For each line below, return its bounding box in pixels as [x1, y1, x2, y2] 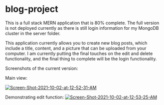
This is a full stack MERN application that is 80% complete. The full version [5, 20, 160, 26]
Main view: [5, 75, 27, 81]
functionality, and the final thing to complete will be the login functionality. [5, 55, 157, 61]
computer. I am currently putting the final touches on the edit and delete [5, 51, 153, 56]
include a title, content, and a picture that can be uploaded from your [5, 45, 147, 51]
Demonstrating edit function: [5, 94, 64, 100]
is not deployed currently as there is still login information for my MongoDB [5, 25, 159, 31]
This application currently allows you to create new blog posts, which [5, 40, 148, 46]
